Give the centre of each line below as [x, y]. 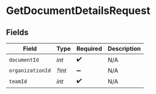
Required [89, 49]
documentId [24, 60]
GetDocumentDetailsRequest [78, 11]
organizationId [30, 70]
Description [124, 49]
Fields [17, 32]
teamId [18, 81]
